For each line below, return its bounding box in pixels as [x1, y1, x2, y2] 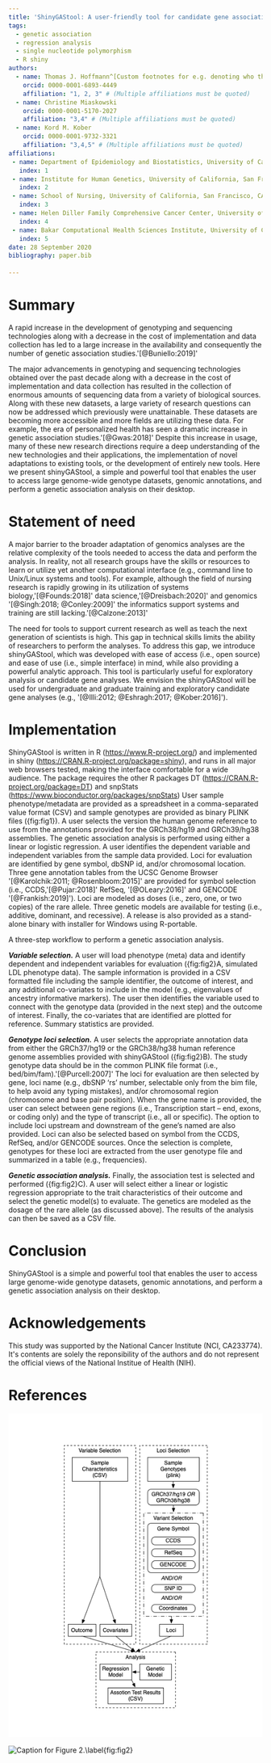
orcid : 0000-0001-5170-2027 [23, 107, 117, 115]
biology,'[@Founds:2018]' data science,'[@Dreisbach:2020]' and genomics [8, 591, 258, 600]
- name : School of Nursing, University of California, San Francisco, [11, 192, 254, 200]
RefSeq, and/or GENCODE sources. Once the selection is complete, [8, 1138, 233, 1147]
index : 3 [19, 200, 48, 209]
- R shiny [15, 56, 48, 64]
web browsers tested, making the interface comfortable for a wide [8, 764, 228, 774]
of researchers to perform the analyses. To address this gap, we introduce [8, 641, 256, 650]
